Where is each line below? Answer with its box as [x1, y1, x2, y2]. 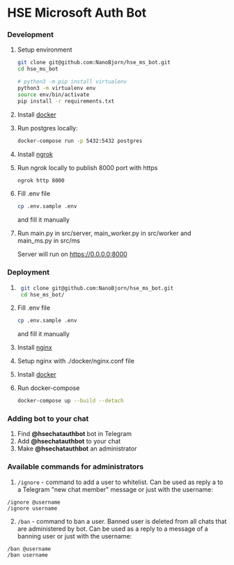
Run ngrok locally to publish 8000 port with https [17, 163, 158, 172]
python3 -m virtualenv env [17, 85, 96, 92]
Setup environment [17, 45, 72, 54]
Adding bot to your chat [7, 414, 89, 423]
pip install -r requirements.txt [17, 98, 115, 105]
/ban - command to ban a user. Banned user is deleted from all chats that [17, 517, 227, 525]
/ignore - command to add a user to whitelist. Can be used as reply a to [17, 478, 224, 486]
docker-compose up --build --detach [17, 398, 124, 405]
